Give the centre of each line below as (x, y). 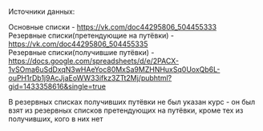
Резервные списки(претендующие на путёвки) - (91, 36)
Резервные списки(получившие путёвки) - (81, 52)
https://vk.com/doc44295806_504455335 (78, 44)
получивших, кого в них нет (56, 119)
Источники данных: (42, 12)
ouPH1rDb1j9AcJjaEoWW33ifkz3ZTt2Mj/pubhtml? (90, 78)
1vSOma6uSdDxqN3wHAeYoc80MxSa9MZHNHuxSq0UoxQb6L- (114, 69)
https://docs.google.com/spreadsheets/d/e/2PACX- (93, 61)
